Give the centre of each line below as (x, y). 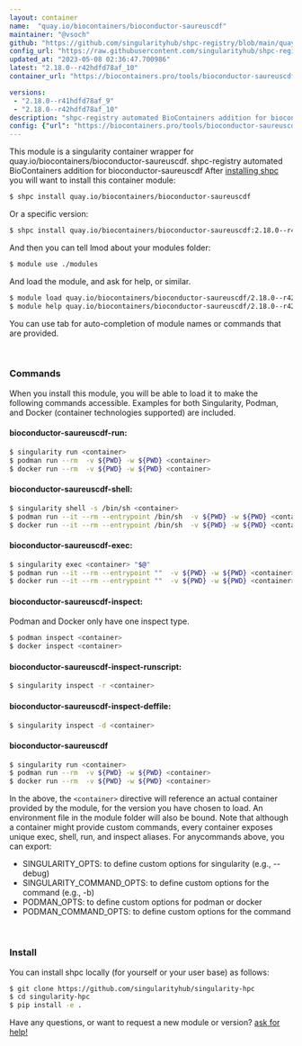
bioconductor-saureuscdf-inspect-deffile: (90, 706)
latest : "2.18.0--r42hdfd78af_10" (74, 68)
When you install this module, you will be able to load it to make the (134, 393)
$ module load (36, 298)
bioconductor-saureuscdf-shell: (71, 489)
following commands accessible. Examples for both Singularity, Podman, (144, 402)
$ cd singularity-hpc (50, 997)
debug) (36, 873)
